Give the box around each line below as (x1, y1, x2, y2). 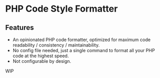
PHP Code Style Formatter (5, 3, 118, 15)
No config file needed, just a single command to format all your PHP (12, 48, 155, 53)
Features (5, 23, 34, 32)
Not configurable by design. (12, 58, 72, 64)
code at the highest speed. (12, 53, 69, 59)
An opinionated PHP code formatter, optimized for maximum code (12, 36, 151, 43)
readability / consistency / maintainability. (12, 42, 100, 48)
